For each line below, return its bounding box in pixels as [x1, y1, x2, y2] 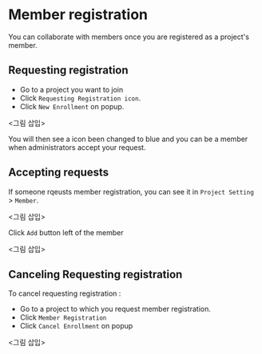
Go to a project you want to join [19, 85, 124, 94]
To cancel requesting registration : [8, 289, 121, 298]
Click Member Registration [19, 313, 107, 322]
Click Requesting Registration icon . [19, 93, 141, 103]
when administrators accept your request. [8, 142, 146, 152]
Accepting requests [8, 166, 109, 179]
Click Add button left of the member [8, 227, 124, 237]
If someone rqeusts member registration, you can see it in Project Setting [8, 187, 254, 196]
